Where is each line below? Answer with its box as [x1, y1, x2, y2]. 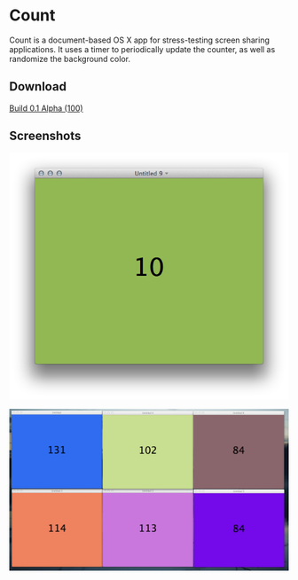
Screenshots [9, 129, 82, 144]
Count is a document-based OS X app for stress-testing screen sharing [9, 35, 271, 45]
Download [9, 79, 67, 94]
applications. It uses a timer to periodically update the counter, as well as [9, 43, 276, 54]
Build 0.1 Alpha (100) [9, 103, 83, 114]
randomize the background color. [9, 53, 131, 64]
